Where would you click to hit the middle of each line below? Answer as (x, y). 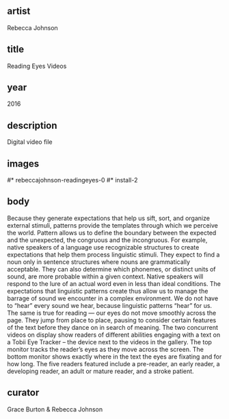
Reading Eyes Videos (37, 66)
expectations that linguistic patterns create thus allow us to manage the (108, 291)
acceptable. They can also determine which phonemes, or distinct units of (112, 269)
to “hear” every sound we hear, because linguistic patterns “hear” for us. (110, 305)
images (23, 164)
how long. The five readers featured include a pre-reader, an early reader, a (113, 363)
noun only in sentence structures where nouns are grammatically (98, 262)
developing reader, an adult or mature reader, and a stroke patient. (100, 371)
